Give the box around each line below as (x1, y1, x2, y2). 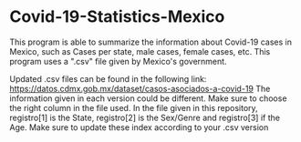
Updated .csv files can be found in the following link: (9, 73, 207, 84)
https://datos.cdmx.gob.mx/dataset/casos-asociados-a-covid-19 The (9, 83, 271, 94)
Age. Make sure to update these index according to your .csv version (9, 121, 269, 133)
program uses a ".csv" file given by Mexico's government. (9, 56, 227, 66)
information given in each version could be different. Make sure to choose (9, 93, 287, 104)
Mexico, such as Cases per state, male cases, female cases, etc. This (9, 46, 271, 56)
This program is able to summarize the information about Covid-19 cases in (9, 36, 292, 47)
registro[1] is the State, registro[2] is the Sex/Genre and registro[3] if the (9, 112, 281, 123)
